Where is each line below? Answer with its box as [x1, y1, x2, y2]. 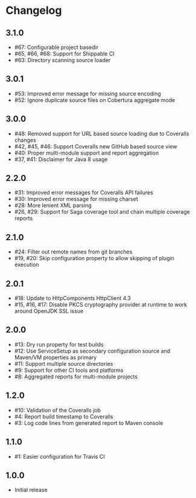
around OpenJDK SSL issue [14, 307, 84, 314]
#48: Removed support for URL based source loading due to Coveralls [14, 130, 189, 137]
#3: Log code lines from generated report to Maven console [14, 419, 163, 426]
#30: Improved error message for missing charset [14, 196, 138, 203]
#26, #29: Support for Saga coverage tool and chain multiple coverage [14, 208, 191, 215]
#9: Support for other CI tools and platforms [14, 366, 124, 374]
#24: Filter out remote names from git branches [14, 248, 133, 255]
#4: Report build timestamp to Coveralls [14, 413, 114, 420]
